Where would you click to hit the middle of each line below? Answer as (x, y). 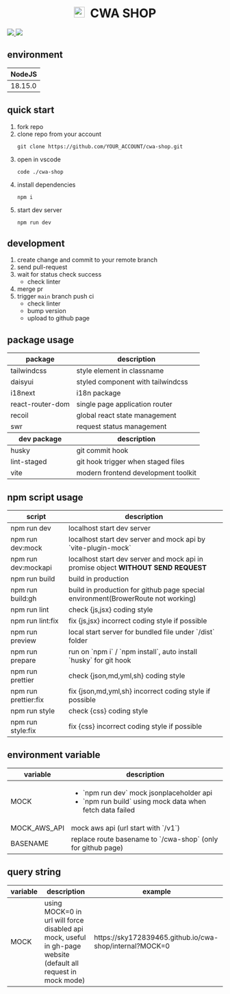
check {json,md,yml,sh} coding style (127, 676)
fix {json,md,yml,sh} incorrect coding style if (139, 691)
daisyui (22, 382)
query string (34, 872)
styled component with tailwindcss (132, 382)
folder (78, 640)
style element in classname (120, 371)
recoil (20, 415)
